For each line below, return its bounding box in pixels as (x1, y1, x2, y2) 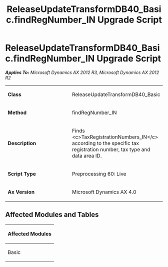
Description (7, 139, 36, 146)
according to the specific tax (71, 139, 139, 146)
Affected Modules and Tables (5, 210, 99, 219)
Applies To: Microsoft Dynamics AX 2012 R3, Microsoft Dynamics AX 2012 (5, 69, 159, 75)
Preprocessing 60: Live (71, 170, 126, 177)
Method (7, 109, 27, 116)
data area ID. (71, 152, 102, 159)
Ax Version (7, 188, 35, 195)
